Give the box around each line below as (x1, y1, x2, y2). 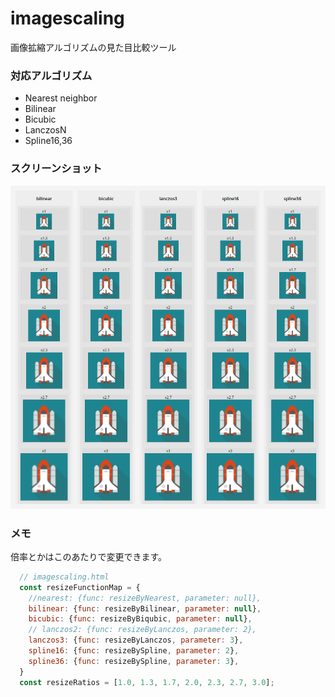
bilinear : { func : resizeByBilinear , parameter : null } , (28, 603, 262, 614)
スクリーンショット (10, 162, 103, 176)
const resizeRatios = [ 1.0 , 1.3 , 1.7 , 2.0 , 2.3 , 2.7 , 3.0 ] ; (19, 677, 275, 687)
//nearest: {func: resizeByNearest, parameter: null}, (28, 593, 262, 603)
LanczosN (24, 124, 67, 136)
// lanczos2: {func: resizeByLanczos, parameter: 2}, (28, 625, 257, 635)
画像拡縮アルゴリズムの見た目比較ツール (10, 41, 177, 53)
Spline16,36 (24, 135, 73, 147)
